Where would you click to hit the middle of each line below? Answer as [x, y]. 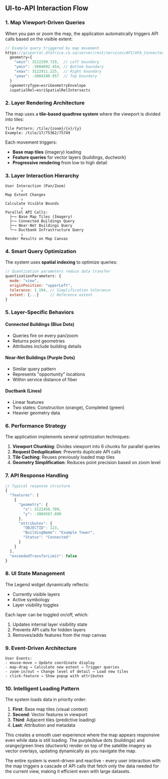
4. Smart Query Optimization [41, 251]
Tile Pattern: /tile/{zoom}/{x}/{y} [43, 128]
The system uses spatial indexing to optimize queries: [61, 262]
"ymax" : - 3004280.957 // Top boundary [56, 76]
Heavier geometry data [36, 413]
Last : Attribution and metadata [44, 725]
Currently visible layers [36, 594]
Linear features [28, 402]
